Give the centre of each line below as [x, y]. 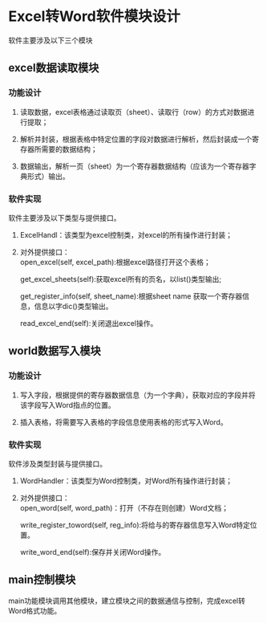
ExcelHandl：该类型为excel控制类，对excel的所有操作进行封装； [126, 234]
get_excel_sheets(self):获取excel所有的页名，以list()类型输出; [121, 279]
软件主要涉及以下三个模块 [51, 40]
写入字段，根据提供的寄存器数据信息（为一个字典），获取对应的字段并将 [138, 395]
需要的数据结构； [69, 149]
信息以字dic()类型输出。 [73, 306]
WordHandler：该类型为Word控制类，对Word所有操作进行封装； [126, 480]
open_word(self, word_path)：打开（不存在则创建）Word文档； [124, 507]
